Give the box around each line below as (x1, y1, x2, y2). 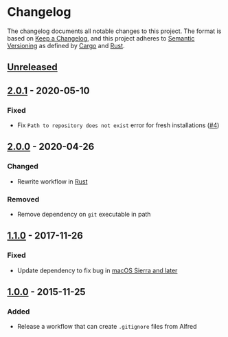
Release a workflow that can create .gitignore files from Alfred (16, 323, 197, 331)
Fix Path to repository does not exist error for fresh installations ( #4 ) (16, 121, 220, 129)
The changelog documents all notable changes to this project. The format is (7, 27, 222, 35)
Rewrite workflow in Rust (16, 177, 88, 186)
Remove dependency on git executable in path (16, 210, 151, 218)
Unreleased (7, 61, 58, 73)
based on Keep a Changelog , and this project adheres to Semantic (7, 34, 195, 42)
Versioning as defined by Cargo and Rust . (7, 41, 125, 50)
